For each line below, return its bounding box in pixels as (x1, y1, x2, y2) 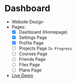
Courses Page (19, 51, 48, 57)
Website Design (11, 19, 43, 25)
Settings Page (19, 35, 47, 40)
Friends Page (19, 56, 46, 62)
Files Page (19, 62, 40, 68)
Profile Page (19, 40, 44, 46)
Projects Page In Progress (19, 45, 73, 51)
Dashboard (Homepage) (19, 29, 68, 35)
